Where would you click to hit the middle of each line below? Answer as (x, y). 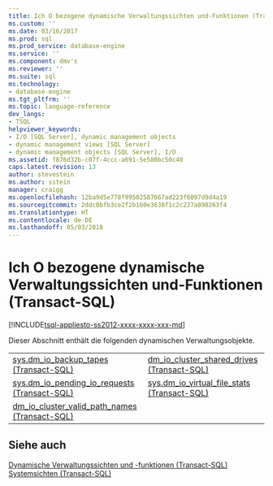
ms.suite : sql (32, 76)
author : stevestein (41, 175)
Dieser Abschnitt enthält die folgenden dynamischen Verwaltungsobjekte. (132, 341)
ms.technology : (34, 84)
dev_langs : (27, 115)
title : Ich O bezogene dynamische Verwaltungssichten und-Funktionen (129, 16)
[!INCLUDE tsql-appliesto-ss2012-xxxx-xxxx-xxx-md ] (97, 325)
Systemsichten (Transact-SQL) (60, 473)
